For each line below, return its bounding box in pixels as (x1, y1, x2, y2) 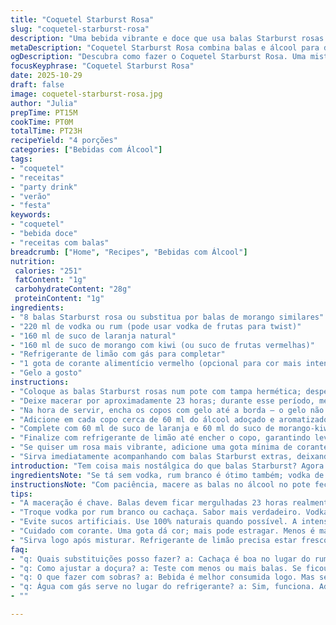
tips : (10, 489, 33, 499)
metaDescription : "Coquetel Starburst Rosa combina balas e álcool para (10, 42, 320, 53)
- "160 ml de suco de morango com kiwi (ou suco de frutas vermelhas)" (10, 340, 315, 350)
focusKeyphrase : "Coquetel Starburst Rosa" (10, 61, 195, 71)
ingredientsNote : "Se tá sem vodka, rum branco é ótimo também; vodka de (10, 470, 325, 480)
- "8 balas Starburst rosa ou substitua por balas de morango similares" (10, 312, 325, 322)
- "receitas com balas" (10, 237, 110, 248)
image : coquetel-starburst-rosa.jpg (10, 89, 163, 99)
